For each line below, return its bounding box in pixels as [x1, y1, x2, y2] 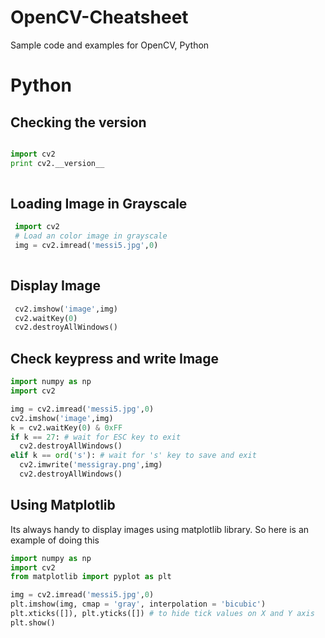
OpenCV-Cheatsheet [10, 6, 189, 29]
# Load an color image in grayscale [14, 231, 168, 241]
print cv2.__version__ [10, 158, 105, 168]
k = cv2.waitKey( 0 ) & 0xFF [10, 422, 123, 433]
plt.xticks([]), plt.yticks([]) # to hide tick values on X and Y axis [10, 609, 315, 619]
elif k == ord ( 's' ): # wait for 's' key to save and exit [10, 451, 257, 461]
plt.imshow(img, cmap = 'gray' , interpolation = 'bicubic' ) [10, 599, 267, 610]
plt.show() [10, 617, 56, 628]
